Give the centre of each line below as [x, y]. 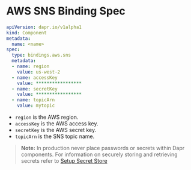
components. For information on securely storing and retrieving [99, 154]
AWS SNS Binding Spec [66, 11]
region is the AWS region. [47, 117]
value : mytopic [36, 106]
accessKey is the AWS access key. [56, 124]
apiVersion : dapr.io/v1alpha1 [44, 27]
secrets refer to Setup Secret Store [64, 161]
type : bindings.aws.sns [41, 55]
